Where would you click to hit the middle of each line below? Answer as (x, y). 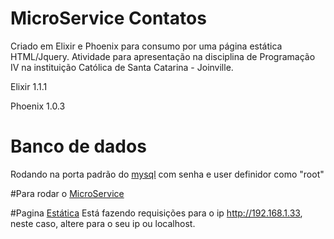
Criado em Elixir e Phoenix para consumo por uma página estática (146, 46)
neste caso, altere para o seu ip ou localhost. (103, 223)
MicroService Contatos (108, 18)
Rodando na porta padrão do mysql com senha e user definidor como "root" (167, 174)
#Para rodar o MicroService (67, 193)
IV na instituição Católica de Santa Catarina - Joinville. (122, 67)
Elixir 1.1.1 (29, 86)
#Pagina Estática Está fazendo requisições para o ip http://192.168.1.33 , (156, 213)
